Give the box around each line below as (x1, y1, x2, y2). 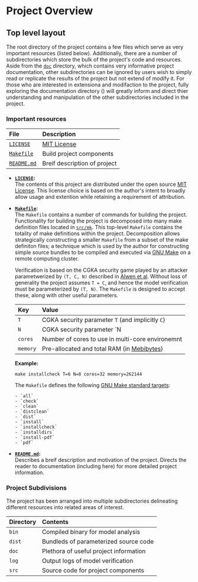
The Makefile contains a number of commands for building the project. (14, 211, 187, 218)
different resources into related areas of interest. (6, 503, 124, 510)
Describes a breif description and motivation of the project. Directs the (14, 456, 187, 464)
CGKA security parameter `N (41, 326, 122, 334)
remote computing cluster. (14, 255, 79, 262)
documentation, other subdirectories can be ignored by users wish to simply (6, 69, 192, 75)
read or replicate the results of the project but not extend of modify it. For (6, 75, 185, 82)
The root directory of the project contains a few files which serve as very (6, 43, 184, 50)
